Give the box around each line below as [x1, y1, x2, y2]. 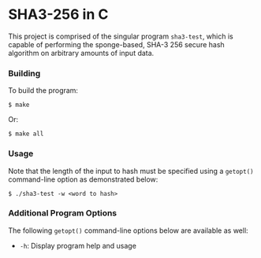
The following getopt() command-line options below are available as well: [8, 226, 248, 235]
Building [8, 68, 41, 79]
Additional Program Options [8, 208, 117, 219]
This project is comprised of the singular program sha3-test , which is [8, 31, 234, 41]
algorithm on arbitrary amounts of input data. [8, 48, 155, 57]
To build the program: [8, 86, 79, 95]
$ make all [8, 130, 44, 138]
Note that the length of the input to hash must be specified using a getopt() [8, 166, 254, 175]
